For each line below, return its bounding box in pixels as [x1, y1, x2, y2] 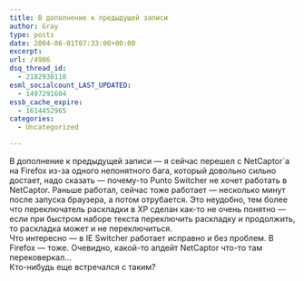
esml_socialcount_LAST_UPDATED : [9, 81, 132, 90]
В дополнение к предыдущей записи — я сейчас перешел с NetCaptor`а [9, 156, 290, 166]
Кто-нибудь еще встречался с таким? [9, 262, 156, 272]
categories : [9, 114, 54, 123]
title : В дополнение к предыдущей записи [9, 13, 169, 23]
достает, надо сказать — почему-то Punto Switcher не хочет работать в [9, 175, 288, 186]
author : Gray [9, 22, 59, 31]
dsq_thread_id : [9, 64, 67, 73]
